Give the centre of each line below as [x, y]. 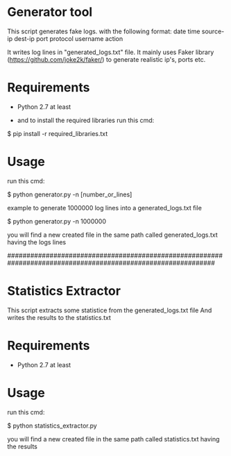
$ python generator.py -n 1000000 [57, 221]
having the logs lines [37, 242]
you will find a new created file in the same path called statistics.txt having [113, 439]
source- [213, 31]
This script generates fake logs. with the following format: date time [104, 31]
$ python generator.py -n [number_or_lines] [70, 194]
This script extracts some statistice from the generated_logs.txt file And [110, 310]
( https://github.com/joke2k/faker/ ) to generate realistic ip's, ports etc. [106, 59]
